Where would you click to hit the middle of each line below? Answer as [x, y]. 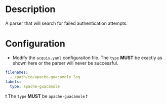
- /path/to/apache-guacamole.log [45, 77]
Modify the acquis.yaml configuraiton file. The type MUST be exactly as [87, 58]
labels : [13, 82]
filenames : [17, 72]
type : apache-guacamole [35, 86]
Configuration [35, 44]
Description [30, 9]
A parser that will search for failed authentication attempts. [67, 23]
